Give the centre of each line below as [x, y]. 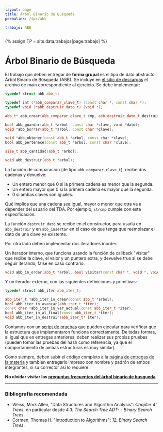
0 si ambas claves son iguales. [43, 194]
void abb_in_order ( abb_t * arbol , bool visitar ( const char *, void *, [77, 272]
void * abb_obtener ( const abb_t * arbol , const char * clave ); [67, 138]
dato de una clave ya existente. [36, 234]
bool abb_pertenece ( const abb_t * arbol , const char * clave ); [68, 143]
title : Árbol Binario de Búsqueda [40, 14]
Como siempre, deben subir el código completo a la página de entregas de [80, 357]
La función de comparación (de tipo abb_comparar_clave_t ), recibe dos [76, 169]
